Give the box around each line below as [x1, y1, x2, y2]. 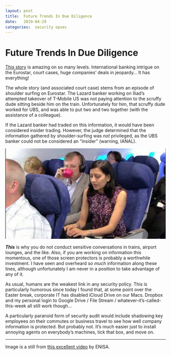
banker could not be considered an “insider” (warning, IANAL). [5, 138, 136, 144]
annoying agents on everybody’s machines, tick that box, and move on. [5, 329, 155, 335]
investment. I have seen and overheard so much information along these [5, 260, 157, 266]
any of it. [5, 271, 24, 277]
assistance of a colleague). [5, 112, 62, 118]
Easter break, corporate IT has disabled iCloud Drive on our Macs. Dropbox [5, 292, 163, 298]
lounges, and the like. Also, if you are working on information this [5, 249, 141, 255]
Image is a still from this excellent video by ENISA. [5, 343, 110, 350]
